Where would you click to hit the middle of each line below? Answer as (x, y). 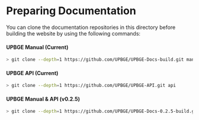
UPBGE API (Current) (32, 73)
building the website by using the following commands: (73, 33)
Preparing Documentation (71, 11)
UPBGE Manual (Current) (37, 47)
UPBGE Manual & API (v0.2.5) (43, 99)
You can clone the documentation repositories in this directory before (91, 27)
